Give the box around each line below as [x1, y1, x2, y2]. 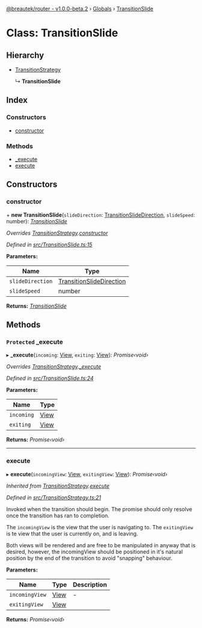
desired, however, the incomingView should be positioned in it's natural [6, 548, 183, 555]
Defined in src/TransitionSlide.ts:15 [6, 241, 93, 248]
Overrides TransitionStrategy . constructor [6, 229, 108, 237]
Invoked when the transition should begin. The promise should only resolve [6, 505, 192, 512]
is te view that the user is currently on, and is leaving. [6, 530, 138, 537]
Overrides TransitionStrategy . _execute [6, 363, 102, 370]
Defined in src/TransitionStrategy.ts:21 [6, 494, 102, 501]
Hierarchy [6, 50, 44, 60]
